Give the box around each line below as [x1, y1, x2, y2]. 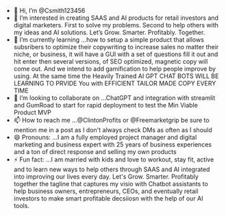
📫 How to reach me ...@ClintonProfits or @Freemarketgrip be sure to [13, 116, 210, 124]
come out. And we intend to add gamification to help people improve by [13, 65, 216, 73]
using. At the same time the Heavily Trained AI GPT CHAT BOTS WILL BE [13, 72, 219, 80]
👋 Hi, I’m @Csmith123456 [13, 7, 86, 14]
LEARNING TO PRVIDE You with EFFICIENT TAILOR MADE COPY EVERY [13, 79, 216, 87]
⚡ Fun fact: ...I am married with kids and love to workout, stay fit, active [13, 155, 214, 164]
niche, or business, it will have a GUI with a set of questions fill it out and [13, 50, 218, 58]
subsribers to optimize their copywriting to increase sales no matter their [13, 43, 219, 51]
